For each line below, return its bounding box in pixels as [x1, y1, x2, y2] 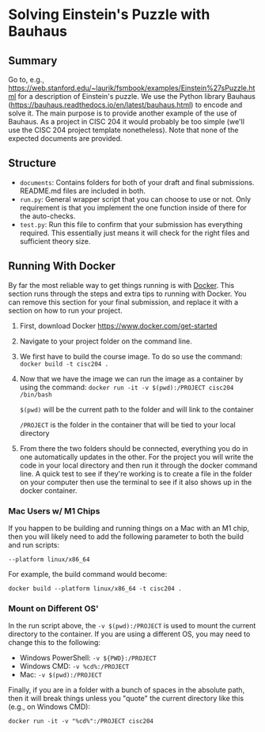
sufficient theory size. [19, 236, 91, 246]
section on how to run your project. [8, 305, 123, 315]
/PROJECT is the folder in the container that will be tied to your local [19, 419, 236, 429]
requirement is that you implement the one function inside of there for [19, 203, 248, 212]
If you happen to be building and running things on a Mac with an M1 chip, [8, 523, 250, 533]
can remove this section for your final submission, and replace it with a [8, 297, 239, 306]
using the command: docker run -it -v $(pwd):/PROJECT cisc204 [19, 382, 234, 392]
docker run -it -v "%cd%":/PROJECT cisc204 [8, 718, 154, 726]
